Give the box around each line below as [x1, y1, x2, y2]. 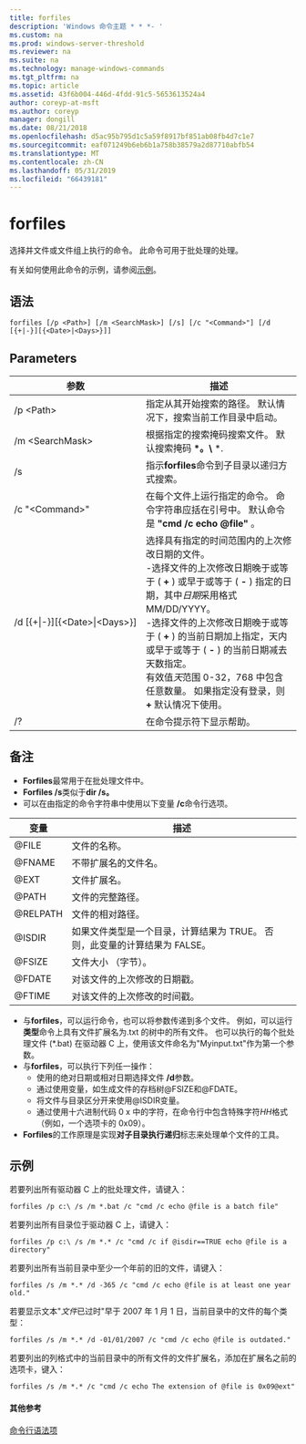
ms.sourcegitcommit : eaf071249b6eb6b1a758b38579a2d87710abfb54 [9, 140, 255, 150]
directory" [9, 1245, 51, 1254]
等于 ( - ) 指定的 [213, 575, 283, 588]
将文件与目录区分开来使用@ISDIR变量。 [36, 1095, 185, 1106]
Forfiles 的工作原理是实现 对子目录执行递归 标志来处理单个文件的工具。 [22, 1129, 284, 1140]
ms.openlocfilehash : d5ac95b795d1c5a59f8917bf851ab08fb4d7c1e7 [9, 132, 255, 141]
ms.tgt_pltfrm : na [9, 73, 79, 82]
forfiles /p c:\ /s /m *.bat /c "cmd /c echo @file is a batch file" [9, 1202, 280, 1212]
